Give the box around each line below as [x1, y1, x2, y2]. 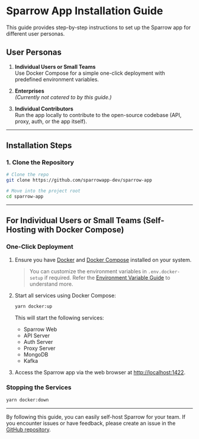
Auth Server [23, 338, 53, 345]
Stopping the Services [6, 383, 72, 391]
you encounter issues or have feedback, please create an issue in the [6, 419, 176, 427]
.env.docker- [147, 269, 181, 274]
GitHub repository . [6, 426, 52, 433]
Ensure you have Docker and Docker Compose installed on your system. [14, 256, 192, 263]
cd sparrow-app [6, 194, 44, 200]
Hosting [6, 225, 37, 235]
